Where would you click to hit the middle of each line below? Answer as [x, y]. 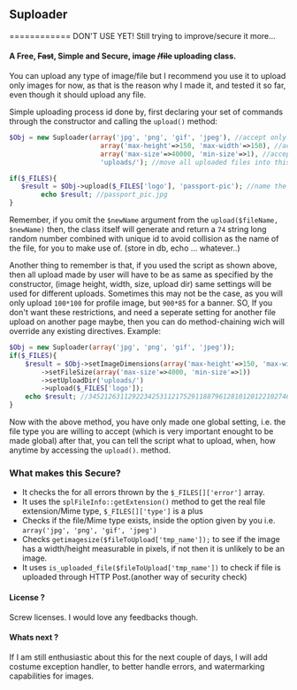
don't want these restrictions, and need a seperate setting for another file [143, 313]
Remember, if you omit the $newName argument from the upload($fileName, [144, 220]
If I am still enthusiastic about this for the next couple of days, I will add [138, 657]
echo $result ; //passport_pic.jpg [104, 195]
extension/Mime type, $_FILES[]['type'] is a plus [112, 511]
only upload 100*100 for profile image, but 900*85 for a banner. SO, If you [141, 303]
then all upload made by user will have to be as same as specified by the [141, 275]
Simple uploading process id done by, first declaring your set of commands [146, 112]
